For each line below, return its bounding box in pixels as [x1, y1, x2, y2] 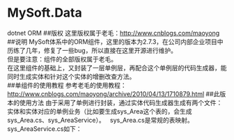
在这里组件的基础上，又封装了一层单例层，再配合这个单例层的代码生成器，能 [7, 63, 227, 72]
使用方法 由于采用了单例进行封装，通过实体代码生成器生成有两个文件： [19, 98, 223, 107]
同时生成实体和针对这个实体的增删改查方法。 [7, 72, 136, 81]
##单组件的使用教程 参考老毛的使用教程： [7, 81, 127, 89]
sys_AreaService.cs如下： [7, 124, 82, 133]
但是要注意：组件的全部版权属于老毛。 [7, 54, 117, 63]
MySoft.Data [7, 5, 82, 21]
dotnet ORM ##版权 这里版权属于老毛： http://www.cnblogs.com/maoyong [7, 29, 220, 37]
